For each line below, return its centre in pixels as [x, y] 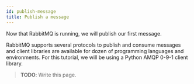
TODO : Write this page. [48, 75]
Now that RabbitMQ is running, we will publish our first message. [84, 33]
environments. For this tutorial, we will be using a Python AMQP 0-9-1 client [97, 57]
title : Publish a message [37, 17]
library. [15, 63]
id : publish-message [31, 11]
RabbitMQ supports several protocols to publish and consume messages [93, 45]
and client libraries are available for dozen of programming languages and [95, 51]
